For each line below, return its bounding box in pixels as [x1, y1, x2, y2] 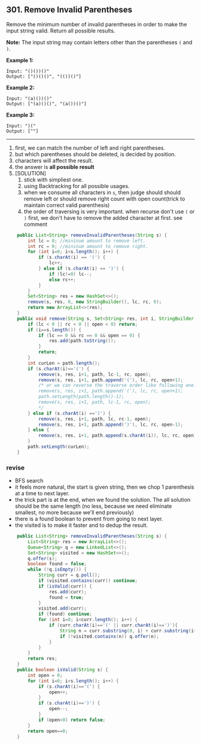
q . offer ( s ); [28, 555, 58, 562]
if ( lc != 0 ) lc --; [48, 271, 93, 277]
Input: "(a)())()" [6, 95, 52, 101]
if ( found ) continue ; [38, 611, 93, 617]
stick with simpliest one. [23, 176, 84, 183]
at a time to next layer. [14, 490, 70, 497]
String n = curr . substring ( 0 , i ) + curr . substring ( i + [59, 628, 197, 634]
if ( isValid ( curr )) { [38, 583, 93, 589]
